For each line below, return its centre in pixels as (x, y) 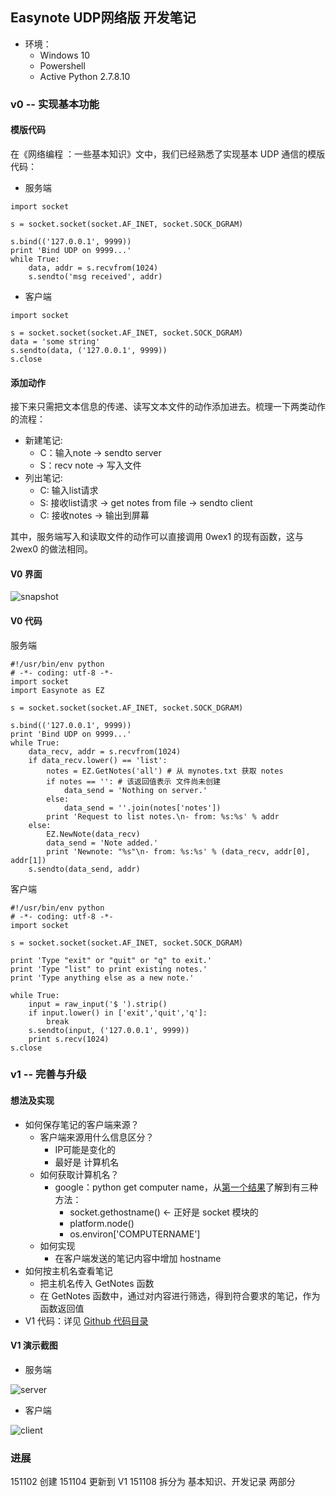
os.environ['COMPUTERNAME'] (135, 1234)
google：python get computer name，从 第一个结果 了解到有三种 (186, 1187)
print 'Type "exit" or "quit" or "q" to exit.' (111, 960)
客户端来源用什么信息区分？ (97, 1137)
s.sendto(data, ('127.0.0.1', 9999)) (89, 350)
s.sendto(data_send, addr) (84, 869)
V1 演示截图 (34, 1345)
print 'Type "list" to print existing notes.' (109, 969)
